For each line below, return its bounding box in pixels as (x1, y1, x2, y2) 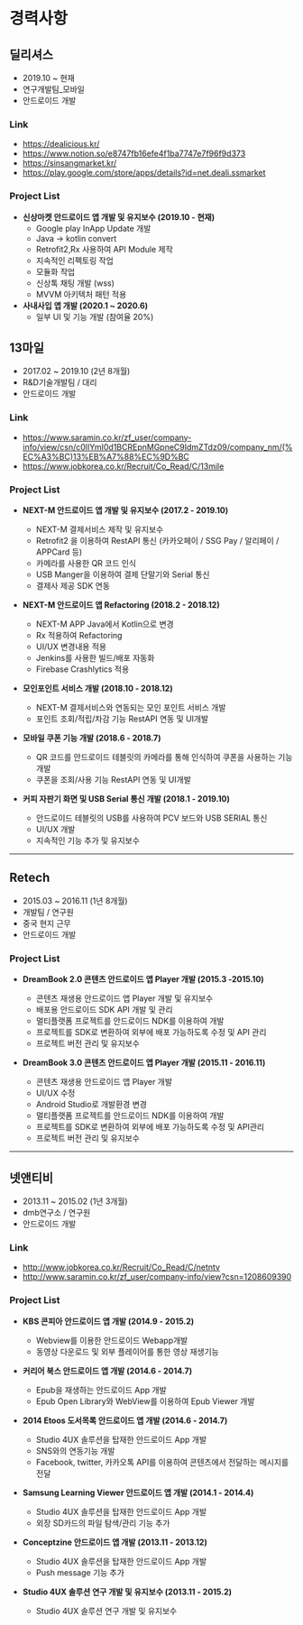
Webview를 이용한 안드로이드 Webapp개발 (35, 1335, 188, 1345)
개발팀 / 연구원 (22, 906, 74, 917)
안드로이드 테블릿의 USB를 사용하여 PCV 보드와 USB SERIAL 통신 (35, 812, 268, 823)
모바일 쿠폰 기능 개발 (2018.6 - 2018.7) (22, 732, 161, 743)
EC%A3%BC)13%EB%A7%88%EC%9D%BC (22, 451, 189, 462)
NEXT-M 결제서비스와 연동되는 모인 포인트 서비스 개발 (35, 702, 226, 712)
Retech (9, 870, 50, 886)
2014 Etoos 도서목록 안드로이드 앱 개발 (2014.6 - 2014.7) (22, 1415, 228, 1426)
